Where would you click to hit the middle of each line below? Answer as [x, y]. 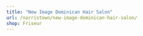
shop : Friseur [24, 23]
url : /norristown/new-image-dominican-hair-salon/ [72, 18]
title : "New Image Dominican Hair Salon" [60, 12]
